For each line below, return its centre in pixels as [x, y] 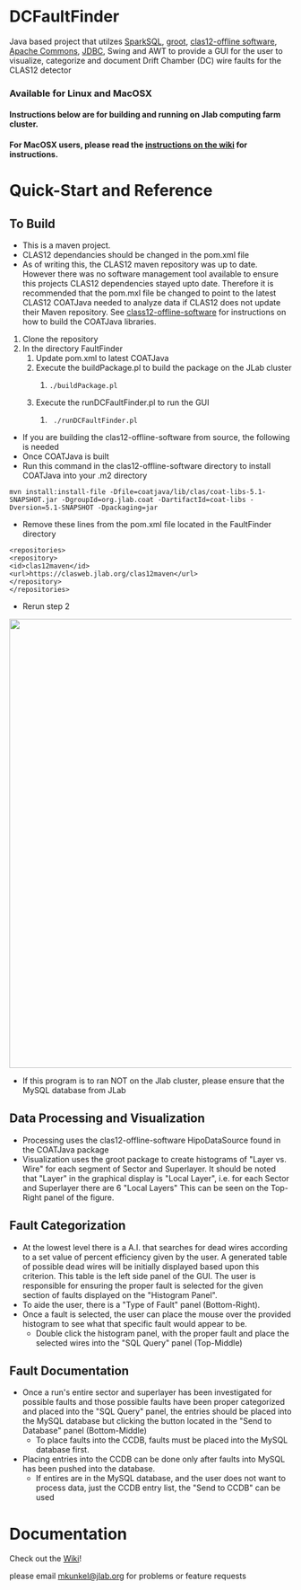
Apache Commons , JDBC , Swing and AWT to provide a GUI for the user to [146, 50]
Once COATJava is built [65, 456]
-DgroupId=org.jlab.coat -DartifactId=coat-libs [154, 500]
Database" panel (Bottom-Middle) [85, 1431]
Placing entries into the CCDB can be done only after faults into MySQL [154, 1459]
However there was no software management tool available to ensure [150, 274]
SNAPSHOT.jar [34, 500]
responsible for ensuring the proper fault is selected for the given [142, 1285]
